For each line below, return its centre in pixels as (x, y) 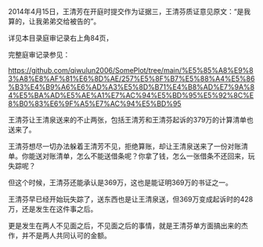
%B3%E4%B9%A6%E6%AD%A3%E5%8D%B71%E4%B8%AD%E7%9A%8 (131, 87)
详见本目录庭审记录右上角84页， (61, 38)
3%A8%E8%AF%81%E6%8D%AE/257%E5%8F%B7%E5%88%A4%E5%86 (131, 78)
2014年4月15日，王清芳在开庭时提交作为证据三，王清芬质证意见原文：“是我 (130, 11)
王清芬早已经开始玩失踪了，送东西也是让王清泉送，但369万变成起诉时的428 (131, 199)
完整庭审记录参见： (39, 54)
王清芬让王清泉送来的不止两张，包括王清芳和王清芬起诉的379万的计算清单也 (131, 120)
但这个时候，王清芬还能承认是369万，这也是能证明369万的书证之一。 (121, 182)
